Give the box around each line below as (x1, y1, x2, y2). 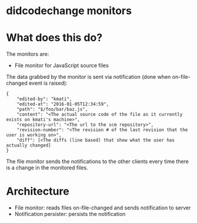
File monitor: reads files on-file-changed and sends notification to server (14, 204, 191, 211)
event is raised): (28, 79, 68, 86)
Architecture (6, 185, 69, 198)
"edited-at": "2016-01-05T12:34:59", (16, 101, 109, 107)
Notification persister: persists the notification (14, 211, 126, 218)
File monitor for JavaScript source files (14, 62, 109, 69)
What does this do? (6, 31, 103, 45)
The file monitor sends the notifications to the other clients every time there (6, 158, 189, 165)
